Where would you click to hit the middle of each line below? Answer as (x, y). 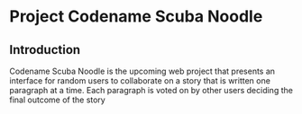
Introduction (45, 50)
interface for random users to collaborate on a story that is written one (140, 81)
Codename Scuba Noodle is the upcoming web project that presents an (142, 71)
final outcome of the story (57, 100)
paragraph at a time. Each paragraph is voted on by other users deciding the (151, 90)
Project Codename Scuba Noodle (136, 17)
